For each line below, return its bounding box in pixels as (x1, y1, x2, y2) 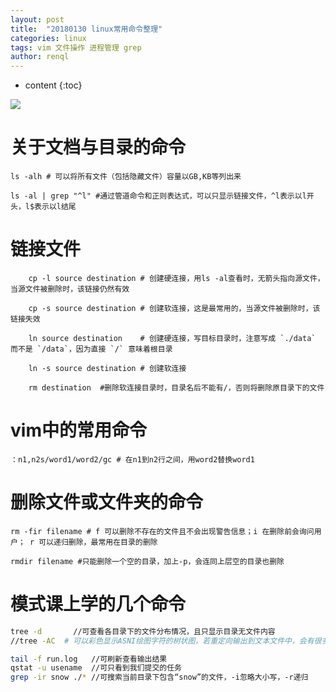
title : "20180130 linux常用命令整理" (10, 24, 163, 34)
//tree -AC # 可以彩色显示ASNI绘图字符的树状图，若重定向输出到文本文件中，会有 (10, 636, 315, 646)
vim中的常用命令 (10, 419, 147, 442)
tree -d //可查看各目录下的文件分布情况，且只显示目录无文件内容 (10, 626, 276, 636)
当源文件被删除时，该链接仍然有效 (10, 284, 130, 294)
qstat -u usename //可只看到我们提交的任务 (10, 663, 182, 673)
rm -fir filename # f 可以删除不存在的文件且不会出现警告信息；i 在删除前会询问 (10, 526, 315, 536)
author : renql (10, 52, 70, 62)
